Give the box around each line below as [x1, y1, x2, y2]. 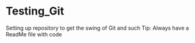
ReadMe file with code [5, 30, 62, 38]
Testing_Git [5, 4, 65, 18]
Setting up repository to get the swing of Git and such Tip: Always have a [5, 24, 190, 31]
